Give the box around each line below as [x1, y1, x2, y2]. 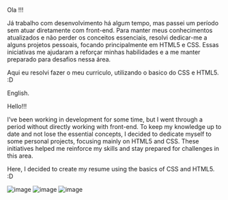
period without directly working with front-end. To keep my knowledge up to [7, 123, 222, 130]
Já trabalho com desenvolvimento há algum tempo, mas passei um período [7, 19, 219, 27]
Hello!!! [7, 102, 27, 110]
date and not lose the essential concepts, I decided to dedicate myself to [7, 130, 212, 138]
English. [7, 89, 29, 97]
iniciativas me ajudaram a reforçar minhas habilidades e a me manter [7, 48, 201, 56]
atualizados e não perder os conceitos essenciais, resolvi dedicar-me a [7, 33, 208, 42]
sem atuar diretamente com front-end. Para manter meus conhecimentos [7, 27, 213, 34]
